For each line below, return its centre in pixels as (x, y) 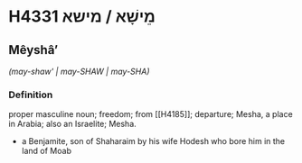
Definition (31, 95)
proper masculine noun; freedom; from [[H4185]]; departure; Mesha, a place (151, 114)
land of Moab (46, 151)
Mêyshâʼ (33, 50)
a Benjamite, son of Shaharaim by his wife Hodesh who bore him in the (153, 141)
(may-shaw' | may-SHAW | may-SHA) (79, 71)
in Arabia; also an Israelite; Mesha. (72, 124)
